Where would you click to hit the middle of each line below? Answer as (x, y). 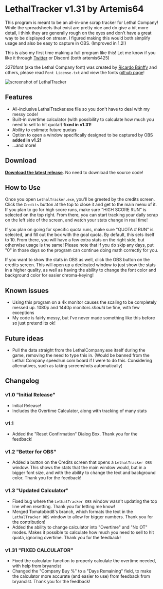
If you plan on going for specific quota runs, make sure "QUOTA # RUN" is (79, 230)
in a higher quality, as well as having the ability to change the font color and (81, 270)
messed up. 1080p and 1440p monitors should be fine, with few (76, 308)
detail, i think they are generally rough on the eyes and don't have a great (78, 33)
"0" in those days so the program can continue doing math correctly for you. (82, 250)
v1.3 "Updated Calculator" (37, 491)
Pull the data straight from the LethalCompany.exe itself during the (79, 350)
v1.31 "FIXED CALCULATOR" (39, 550)
